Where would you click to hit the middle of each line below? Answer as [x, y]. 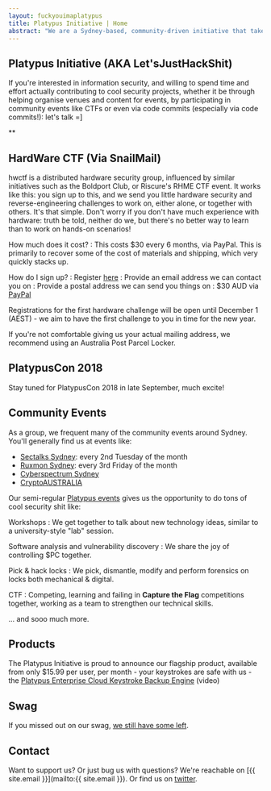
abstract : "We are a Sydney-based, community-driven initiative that [128, 31]
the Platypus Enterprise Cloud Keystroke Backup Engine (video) [114, 681]
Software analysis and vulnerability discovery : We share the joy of [119, 546]
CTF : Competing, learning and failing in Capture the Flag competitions [126, 594]
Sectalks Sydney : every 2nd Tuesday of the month [104, 456]
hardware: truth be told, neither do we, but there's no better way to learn [129, 220]
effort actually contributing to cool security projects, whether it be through [132, 92]
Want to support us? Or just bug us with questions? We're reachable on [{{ [132, 770]
